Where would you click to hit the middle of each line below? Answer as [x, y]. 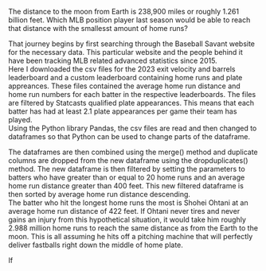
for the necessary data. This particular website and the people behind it [125, 52]
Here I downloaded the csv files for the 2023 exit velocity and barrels [122, 69]
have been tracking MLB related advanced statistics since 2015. [113, 60]
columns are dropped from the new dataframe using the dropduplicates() [128, 161]
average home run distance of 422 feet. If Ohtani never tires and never [124, 211]
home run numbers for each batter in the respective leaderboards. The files [132, 94]
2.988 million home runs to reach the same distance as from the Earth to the [133, 228]
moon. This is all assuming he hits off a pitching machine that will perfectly [131, 236]
